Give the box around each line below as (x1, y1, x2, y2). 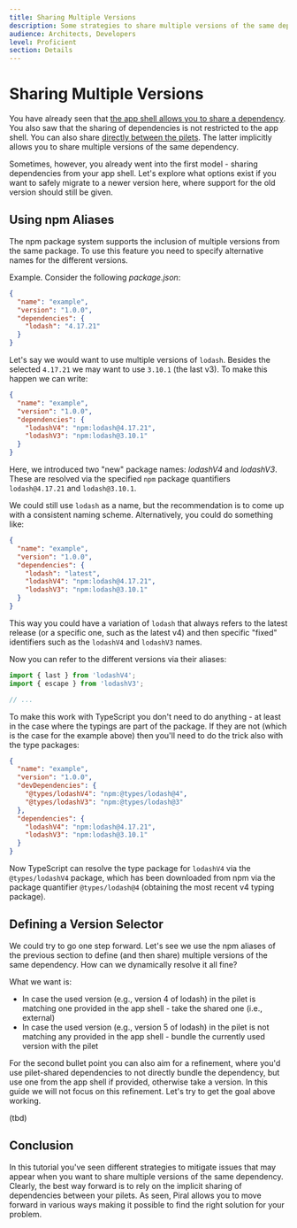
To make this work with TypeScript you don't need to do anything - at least (9, 711, 281, 722)
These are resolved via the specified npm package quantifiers (9, 474, 232, 483)
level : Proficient (9, 37, 77, 47)
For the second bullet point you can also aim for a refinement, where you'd (9, 1057, 281, 1068)
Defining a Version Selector (9, 917, 164, 932)
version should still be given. (9, 187, 113, 197)
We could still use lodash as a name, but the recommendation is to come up (9, 500, 285, 510)
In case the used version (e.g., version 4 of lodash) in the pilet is (21, 993, 256, 1004)
